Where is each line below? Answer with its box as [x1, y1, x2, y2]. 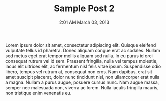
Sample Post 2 [54, 3, 115, 14]
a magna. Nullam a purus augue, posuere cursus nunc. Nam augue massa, [5, 79, 159, 85]
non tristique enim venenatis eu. [5, 90, 72, 96]
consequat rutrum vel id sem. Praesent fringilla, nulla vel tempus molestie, [5, 58, 158, 64]
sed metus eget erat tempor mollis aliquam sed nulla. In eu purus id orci [5, 53, 153, 59]
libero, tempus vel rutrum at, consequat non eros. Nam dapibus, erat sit [5, 68, 153, 75]
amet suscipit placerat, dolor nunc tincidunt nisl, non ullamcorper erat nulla [5, 74, 160, 80]
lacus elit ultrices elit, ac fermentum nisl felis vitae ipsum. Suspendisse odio [5, 63, 161, 69]
